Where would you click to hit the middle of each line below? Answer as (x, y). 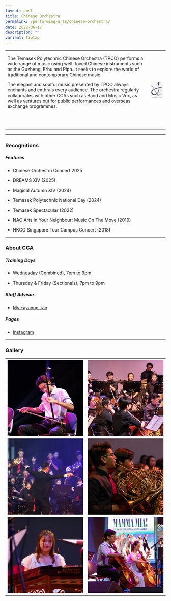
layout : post (19, 11)
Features (15, 157)
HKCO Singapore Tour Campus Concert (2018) (62, 230)
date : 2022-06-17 (24, 27)
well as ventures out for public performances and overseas (69, 101)
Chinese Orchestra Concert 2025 (48, 171)
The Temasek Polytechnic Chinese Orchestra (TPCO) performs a (75, 58)
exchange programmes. (32, 106)
